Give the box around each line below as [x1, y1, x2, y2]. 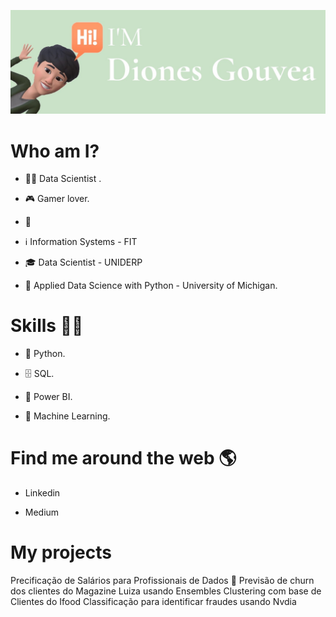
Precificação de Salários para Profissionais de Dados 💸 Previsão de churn [10, 575, 315, 587]
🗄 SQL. [24, 368, 55, 380]
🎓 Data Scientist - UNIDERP [24, 256, 143, 269]
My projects [10, 541, 112, 564]
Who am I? [10, 140, 100, 162]
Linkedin [24, 487, 61, 499]
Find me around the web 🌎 [10, 447, 237, 470]
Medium [24, 506, 60, 519]
